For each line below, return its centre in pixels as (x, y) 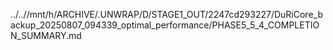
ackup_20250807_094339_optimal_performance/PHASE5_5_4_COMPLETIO (165, 25)
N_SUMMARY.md (46, 35)
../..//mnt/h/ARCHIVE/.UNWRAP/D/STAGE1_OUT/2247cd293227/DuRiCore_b (166, 14)
